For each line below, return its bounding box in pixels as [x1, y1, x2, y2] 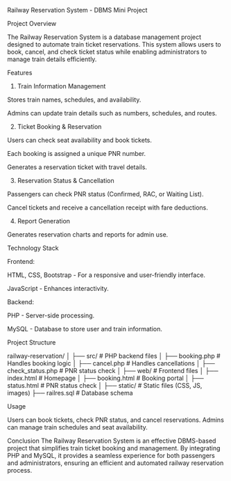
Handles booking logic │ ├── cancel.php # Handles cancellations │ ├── [7, 359, 215, 368]
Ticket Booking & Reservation [17, 123, 102, 131]
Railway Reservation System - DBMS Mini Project [7, 6, 148, 14]
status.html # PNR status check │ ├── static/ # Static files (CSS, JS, [7, 381, 203, 389]
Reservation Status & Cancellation [17, 177, 114, 184]
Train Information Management [17, 82, 106, 90]
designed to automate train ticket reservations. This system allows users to [7, 40, 222, 48]
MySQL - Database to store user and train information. [7, 325, 163, 333]
